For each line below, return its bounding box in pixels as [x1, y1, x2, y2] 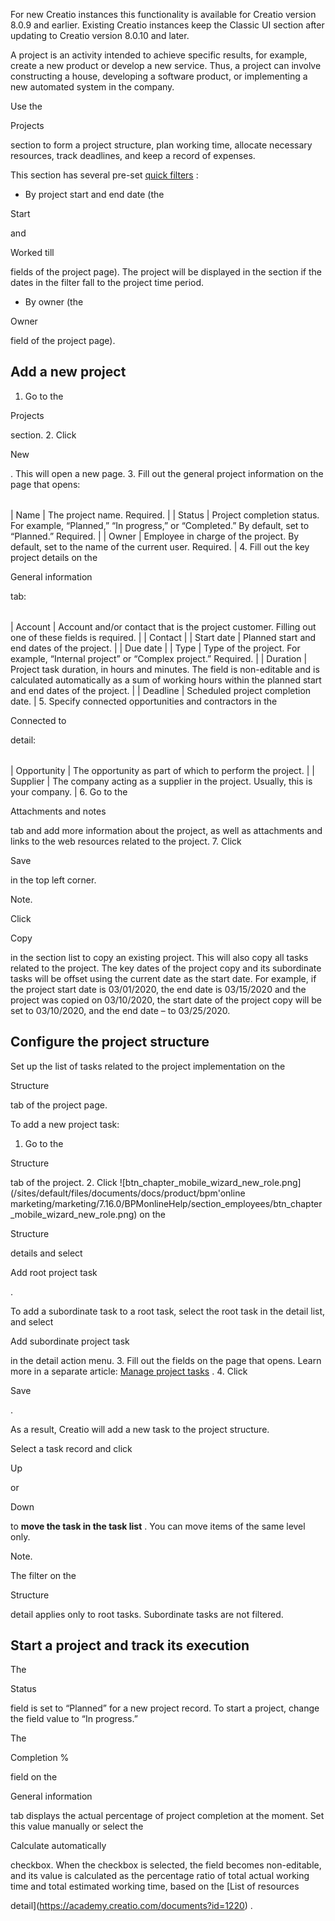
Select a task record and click [10, 1442, 133, 1454]
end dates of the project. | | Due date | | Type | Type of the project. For [10, 642, 301, 654]
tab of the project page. [10, 1099, 108, 1111]
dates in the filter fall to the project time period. [10, 277, 205, 288]
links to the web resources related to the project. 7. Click [10, 835, 242, 847]
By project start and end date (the [24, 189, 165, 200]
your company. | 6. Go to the [10, 785, 128, 798]
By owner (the [24, 296, 84, 308]
